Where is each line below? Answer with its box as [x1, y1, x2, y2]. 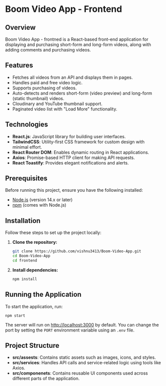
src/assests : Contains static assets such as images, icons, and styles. [12, 354, 156, 360]
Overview [5, 23, 36, 32]
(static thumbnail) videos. [12, 95, 64, 101]
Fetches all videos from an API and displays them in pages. [12, 74, 133, 80]
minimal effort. [12, 144, 42, 150]
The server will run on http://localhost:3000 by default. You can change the [5, 322, 159, 328]
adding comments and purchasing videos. [5, 47, 91, 53]
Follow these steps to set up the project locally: [5, 229, 102, 236]
